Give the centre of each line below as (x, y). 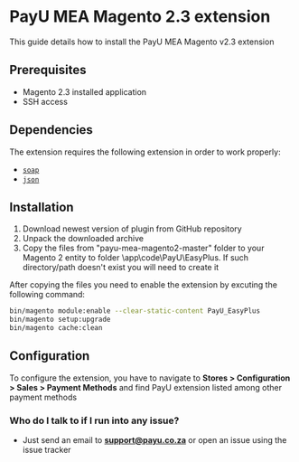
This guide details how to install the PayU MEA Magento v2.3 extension (142, 42)
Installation (42, 207)
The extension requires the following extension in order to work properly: (145, 152)
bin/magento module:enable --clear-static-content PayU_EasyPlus (135, 311)
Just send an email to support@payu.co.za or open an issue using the (154, 440)
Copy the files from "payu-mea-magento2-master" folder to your (143, 248)
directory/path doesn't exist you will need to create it (121, 268)
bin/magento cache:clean (56, 328)
